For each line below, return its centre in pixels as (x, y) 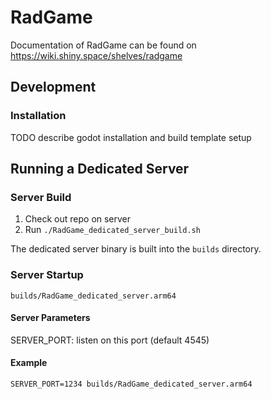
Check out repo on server (78, 219)
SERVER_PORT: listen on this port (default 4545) (110, 340)
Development (53, 87)
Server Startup (47, 275)
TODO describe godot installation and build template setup (131, 137)
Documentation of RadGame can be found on (103, 45)
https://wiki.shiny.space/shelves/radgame (96, 55)
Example (29, 363)
